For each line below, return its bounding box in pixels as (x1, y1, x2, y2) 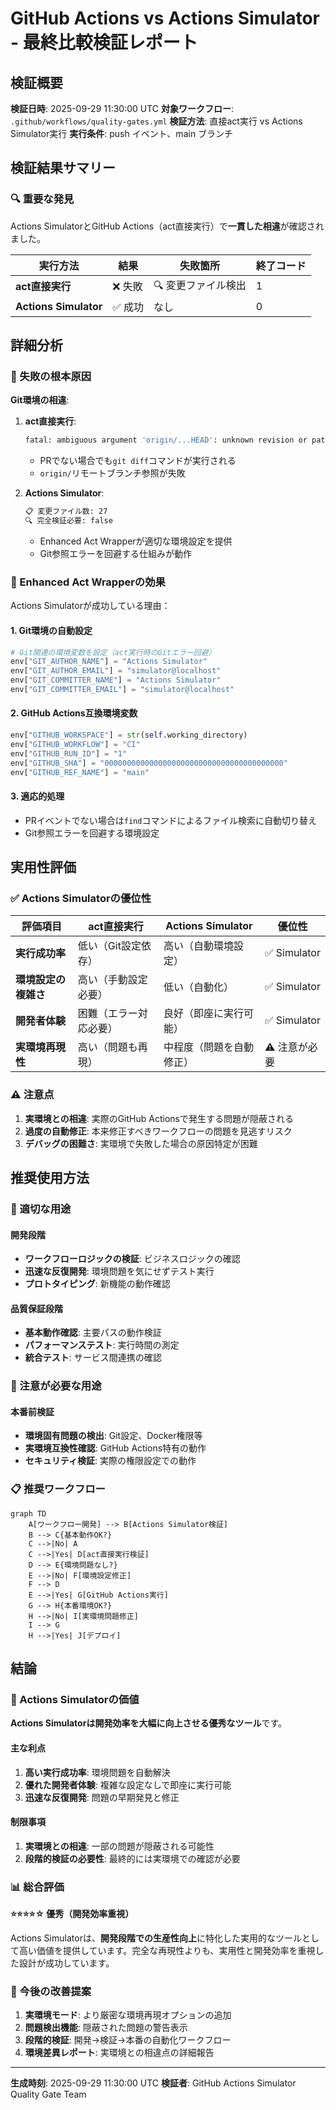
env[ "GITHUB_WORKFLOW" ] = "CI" (10, 739, 141, 749)
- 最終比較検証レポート (10, 32, 198, 54)
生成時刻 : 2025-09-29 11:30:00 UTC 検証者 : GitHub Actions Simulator (10, 2077, 297, 2089)
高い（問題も (77, 1040, 138, 1054)
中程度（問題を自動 (163, 1040, 255, 1054)
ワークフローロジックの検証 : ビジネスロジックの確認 (24, 1253, 241, 1265)
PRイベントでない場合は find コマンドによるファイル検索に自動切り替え (24, 814, 317, 826)
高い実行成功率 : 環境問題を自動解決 (24, 1766, 171, 1778)
